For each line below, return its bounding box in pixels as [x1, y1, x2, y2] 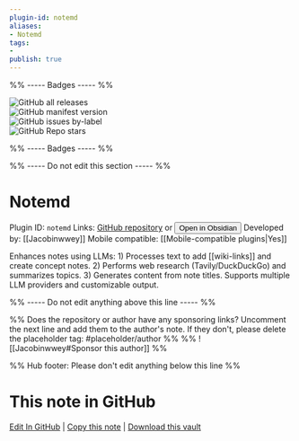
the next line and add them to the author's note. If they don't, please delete [9, 323, 286, 334]
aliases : [9, 22, 42, 31]
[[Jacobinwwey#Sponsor [9, 342, 103, 353]
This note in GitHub [9, 392, 156, 412]
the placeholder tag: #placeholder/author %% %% [9, 333, 198, 344]
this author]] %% [104, 342, 168, 353]
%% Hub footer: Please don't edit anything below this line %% [9, 360, 241, 371]
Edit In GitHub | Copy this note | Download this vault [9, 421, 202, 432]
